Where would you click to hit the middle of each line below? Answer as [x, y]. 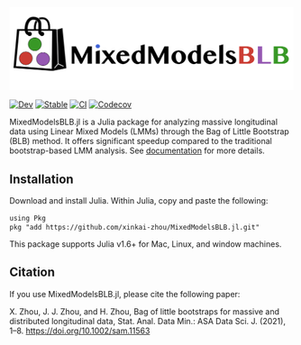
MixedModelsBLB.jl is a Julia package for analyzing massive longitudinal [143, 122]
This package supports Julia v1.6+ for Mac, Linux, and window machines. [146, 244]
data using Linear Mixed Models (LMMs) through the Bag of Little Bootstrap [150, 132]
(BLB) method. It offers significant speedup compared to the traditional [141, 141]
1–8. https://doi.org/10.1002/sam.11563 [80, 331]
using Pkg [28, 218]
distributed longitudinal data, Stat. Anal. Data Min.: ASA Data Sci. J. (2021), [148, 321]
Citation [32, 272]
